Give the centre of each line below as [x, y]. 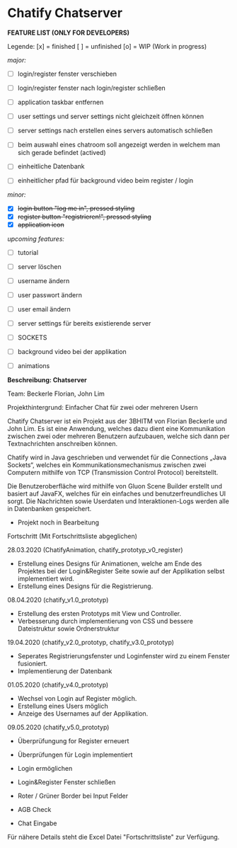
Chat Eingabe [37, 823]
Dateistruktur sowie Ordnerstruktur [68, 629]
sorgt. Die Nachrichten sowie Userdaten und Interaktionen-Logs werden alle [118, 501]
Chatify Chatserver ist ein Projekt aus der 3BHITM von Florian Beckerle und [117, 421]
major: [17, 60]
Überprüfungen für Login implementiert [75, 755]
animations [34, 366]
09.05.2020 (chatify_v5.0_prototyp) [58, 728]
